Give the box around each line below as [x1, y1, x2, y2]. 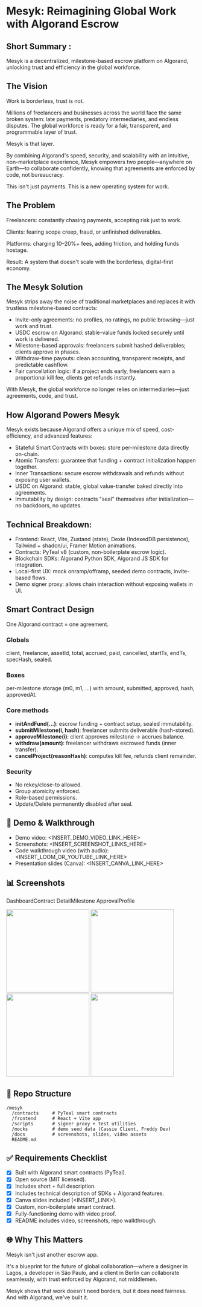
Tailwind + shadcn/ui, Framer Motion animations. [14, 542, 137, 549]
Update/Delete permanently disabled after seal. [14, 800, 133, 808]
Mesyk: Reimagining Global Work [6, 4, 177, 18]
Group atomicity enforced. [14, 788, 81, 795]
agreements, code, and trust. [6, 392, 78, 400]
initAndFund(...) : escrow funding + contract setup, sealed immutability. [14, 720, 193, 727]
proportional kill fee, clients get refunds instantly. [14, 374, 137, 381]
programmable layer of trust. [6, 128, 77, 136]
